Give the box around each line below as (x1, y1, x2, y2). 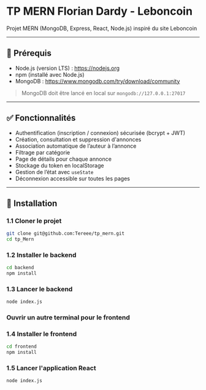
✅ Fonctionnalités (6, 113, 76, 123)
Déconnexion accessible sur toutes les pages (15, 175, 131, 182)
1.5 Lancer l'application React (6, 364, 96, 372)
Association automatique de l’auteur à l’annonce (15, 142, 137, 150)
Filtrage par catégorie (15, 148, 71, 156)
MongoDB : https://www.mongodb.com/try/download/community (15, 77, 180, 85)
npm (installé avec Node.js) (15, 71, 85, 78)
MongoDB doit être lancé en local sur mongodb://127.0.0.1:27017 (21, 89, 186, 96)
